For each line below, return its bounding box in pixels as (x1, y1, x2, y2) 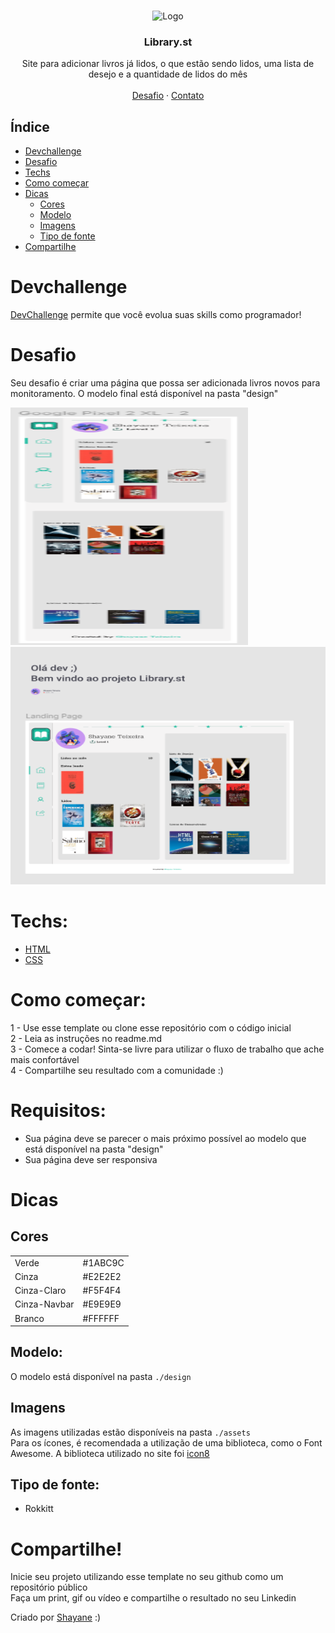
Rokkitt (24, 1503, 54, 1515)
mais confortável (10, 1053, 80, 1065)
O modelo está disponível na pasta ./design (10, 1370, 192, 1382)
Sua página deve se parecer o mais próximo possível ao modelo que (24, 1132, 307, 1144)
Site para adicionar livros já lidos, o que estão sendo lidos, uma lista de (21, 58, 315, 70)
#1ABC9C (82, 1256, 125, 1269)
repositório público (10, 1581, 88, 1594)
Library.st (143, 35, 193, 49)
